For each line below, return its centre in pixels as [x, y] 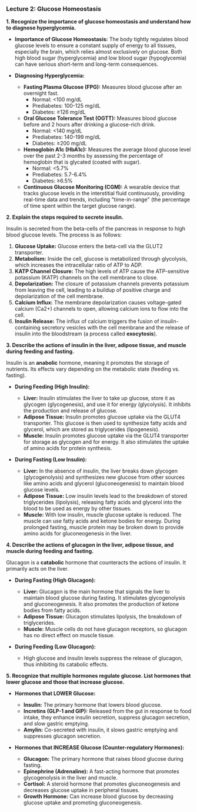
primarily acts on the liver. [37, 569]
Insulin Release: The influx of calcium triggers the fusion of [87, 321]
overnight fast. [41, 94]
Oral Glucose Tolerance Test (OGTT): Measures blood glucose [100, 118]
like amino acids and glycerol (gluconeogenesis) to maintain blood [103, 484]
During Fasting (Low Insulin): [51, 460]
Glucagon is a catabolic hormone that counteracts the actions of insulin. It [96, 563]
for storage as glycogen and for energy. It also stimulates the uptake [106, 442]
